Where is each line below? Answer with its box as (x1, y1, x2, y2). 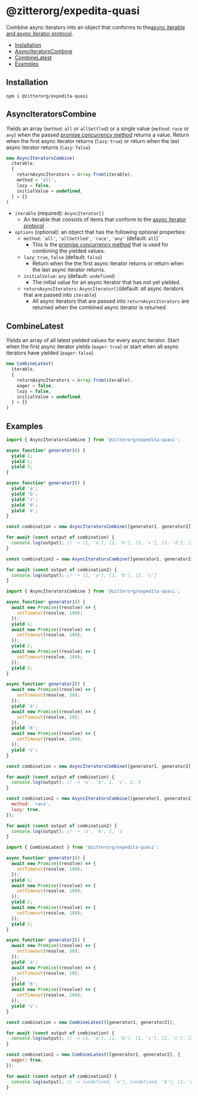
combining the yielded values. (32, 247, 105, 255)
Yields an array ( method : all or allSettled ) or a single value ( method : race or (6, 125, 190, 132)
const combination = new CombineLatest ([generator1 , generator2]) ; (6, 1019, 176, 1025)
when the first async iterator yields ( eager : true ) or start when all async (6, 343, 179, 350)
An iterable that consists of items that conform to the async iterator (23, 216, 187, 223)
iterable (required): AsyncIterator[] (14, 210, 104, 217)
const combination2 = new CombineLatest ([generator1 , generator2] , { (6, 1052, 181, 1058)
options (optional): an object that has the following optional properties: (14, 229, 186, 236)
